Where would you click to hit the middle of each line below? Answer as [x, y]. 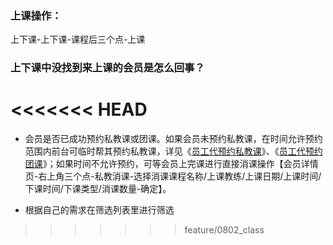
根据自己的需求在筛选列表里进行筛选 [99, 210]
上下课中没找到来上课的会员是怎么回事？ [107, 68]
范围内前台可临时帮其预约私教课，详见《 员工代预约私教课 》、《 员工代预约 [173, 151]
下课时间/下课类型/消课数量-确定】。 [98, 189]
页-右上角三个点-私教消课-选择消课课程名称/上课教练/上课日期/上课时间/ [173, 176]
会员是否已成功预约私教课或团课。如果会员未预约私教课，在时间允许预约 [173, 139]
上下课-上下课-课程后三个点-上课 [78, 39]
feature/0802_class [224, 230]
